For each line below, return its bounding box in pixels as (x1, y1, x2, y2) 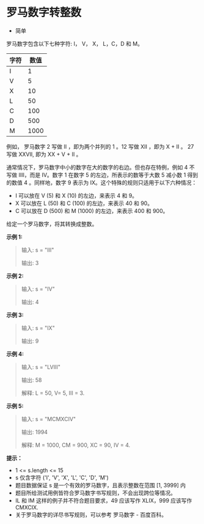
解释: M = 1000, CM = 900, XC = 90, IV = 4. (21, 441, 131, 449)
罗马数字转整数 (6, 6, 82, 20)
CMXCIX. (15, 503, 38, 511)
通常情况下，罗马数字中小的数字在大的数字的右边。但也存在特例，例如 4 (6, 163, 188, 171)
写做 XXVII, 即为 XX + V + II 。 (6, 151, 82, 158)
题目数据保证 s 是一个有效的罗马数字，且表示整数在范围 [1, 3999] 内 (15, 481, 186, 488)
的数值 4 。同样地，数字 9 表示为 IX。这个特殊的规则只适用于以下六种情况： (6, 179, 197, 186)
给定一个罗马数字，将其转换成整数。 (6, 220, 98, 227)
